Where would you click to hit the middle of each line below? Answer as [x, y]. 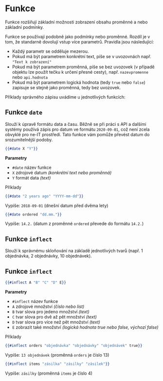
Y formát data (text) [31, 178]
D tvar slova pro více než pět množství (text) [56, 322]
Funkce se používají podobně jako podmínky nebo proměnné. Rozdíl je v [78, 37]
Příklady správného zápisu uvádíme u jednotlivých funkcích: [65, 97]
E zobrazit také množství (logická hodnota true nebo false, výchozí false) [85, 327]
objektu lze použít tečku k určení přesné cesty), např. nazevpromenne [80, 72]
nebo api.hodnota [30, 77]
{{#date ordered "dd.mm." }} [34, 214]
